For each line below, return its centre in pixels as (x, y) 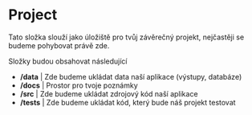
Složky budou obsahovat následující (68, 61)
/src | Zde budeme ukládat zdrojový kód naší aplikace (109, 93)
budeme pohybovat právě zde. (59, 45)
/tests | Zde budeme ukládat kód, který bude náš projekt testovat (128, 102)
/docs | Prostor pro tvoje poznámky (79, 85)
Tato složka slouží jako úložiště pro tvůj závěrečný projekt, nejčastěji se (126, 37)
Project (33, 15)
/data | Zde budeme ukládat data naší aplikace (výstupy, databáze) (131, 76)
